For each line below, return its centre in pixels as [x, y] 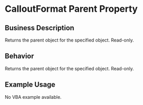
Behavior [19, 56]
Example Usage [30, 85]
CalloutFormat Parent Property [71, 9]
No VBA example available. [33, 97]
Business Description [40, 28]
